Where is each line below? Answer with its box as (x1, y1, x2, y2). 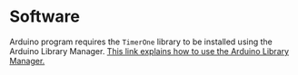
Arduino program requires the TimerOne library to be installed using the (9, 36, 273, 47)
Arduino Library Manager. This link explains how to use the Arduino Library (9, 45, 289, 56)
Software (9, 6, 80, 27)
